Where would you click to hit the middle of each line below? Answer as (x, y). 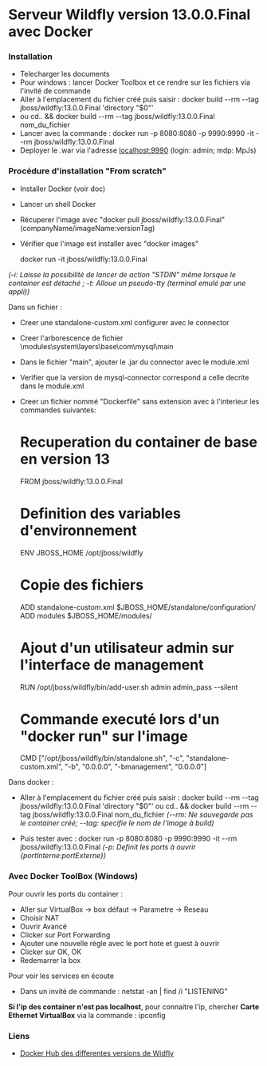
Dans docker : (31, 782)
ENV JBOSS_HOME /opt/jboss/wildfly (81, 552)
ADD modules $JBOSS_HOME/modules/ (86, 615)
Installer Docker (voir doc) (63, 189)
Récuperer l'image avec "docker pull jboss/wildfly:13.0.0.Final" (122, 219)
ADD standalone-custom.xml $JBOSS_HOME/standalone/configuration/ (138, 607)
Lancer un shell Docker (58, 204)
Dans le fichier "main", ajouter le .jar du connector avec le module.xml (134, 362)
